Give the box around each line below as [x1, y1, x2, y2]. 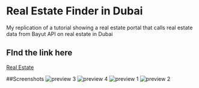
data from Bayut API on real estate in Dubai [6, 30, 113, 37]
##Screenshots [6, 75, 44, 82]
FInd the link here [6, 48, 73, 58]
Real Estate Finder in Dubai [6, 4, 143, 18]
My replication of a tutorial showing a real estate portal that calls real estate [6, 24, 193, 31]
